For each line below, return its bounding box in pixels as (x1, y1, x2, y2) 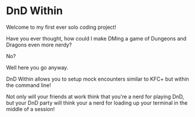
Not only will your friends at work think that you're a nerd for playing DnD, (6, 93, 184, 100)
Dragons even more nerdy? (6, 41, 72, 48)
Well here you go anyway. (6, 63, 69, 71)
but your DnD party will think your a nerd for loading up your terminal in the (6, 99, 188, 106)
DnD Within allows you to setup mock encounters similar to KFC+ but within (6, 75, 189, 82)
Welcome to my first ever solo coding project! (6, 24, 116, 31)
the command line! (6, 81, 51, 89)
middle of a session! (6, 105, 55, 112)
